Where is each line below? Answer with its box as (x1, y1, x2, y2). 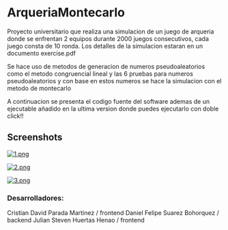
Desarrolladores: (7, 193, 64, 203)
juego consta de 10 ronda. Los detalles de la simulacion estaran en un (7, 42, 203, 50)
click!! (7, 111, 24, 120)
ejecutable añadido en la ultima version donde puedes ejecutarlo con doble (7, 104, 219, 113)
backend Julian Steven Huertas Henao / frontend (7, 216, 145, 225)
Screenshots (7, 132, 63, 143)
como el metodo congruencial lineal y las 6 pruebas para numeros (7, 70, 193, 78)
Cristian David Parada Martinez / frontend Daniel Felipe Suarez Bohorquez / (7, 209, 220, 217)
